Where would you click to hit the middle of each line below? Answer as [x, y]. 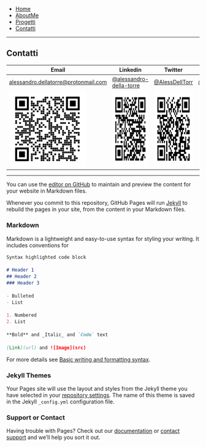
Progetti [25, 22]
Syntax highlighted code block [46, 257]
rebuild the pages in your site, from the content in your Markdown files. [96, 209]
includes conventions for [38, 245]
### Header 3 [23, 283]
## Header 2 [21, 277]
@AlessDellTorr [173, 82]
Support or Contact [36, 418]
